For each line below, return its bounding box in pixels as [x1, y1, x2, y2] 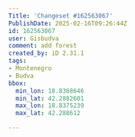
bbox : [8, 79, 27, 87]
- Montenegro [8, 64, 52, 73]
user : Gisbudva [8, 34, 59, 43]
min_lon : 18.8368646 [15, 86, 84, 95]
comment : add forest [8, 42, 78, 50]
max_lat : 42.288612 [15, 110, 81, 118]
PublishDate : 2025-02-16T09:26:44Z [8, 19, 128, 27]
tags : [8, 57, 27, 65]
